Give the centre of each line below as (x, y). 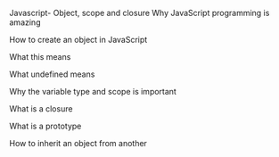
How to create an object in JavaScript (78, 40)
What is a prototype (45, 126)
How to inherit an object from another (78, 143)
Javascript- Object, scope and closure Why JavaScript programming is (139, 13)
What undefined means (52, 74)
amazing (25, 22)
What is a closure (41, 109)
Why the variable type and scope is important (93, 91)
